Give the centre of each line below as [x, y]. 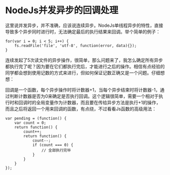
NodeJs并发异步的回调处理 [62, 10]
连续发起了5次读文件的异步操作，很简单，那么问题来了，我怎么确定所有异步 [84, 60]
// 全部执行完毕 [56, 150]
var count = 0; [30, 123]
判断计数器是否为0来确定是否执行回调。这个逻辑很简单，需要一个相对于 [84, 96]
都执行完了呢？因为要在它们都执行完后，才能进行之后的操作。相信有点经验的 [85, 66]
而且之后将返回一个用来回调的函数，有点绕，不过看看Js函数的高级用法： [81, 109]
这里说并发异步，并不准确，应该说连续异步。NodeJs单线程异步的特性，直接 [84, 25]
